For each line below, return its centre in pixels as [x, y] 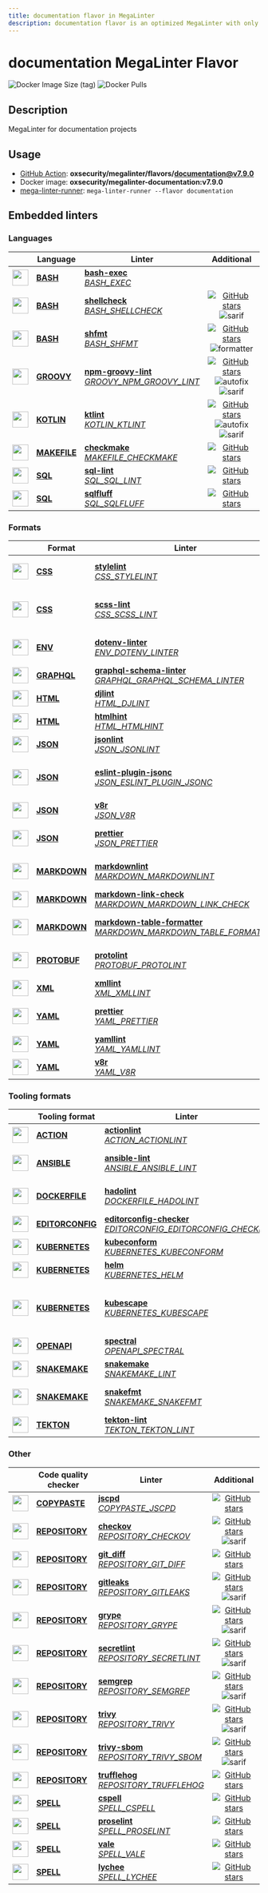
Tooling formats [40, 1096]
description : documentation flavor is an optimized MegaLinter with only [134, 23]
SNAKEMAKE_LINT [141, 1374]
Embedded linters [53, 215]
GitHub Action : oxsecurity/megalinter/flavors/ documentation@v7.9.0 [137, 173]
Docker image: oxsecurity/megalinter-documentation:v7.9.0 [121, 182]
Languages [31, 238]
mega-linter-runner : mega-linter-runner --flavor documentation [126, 191]
